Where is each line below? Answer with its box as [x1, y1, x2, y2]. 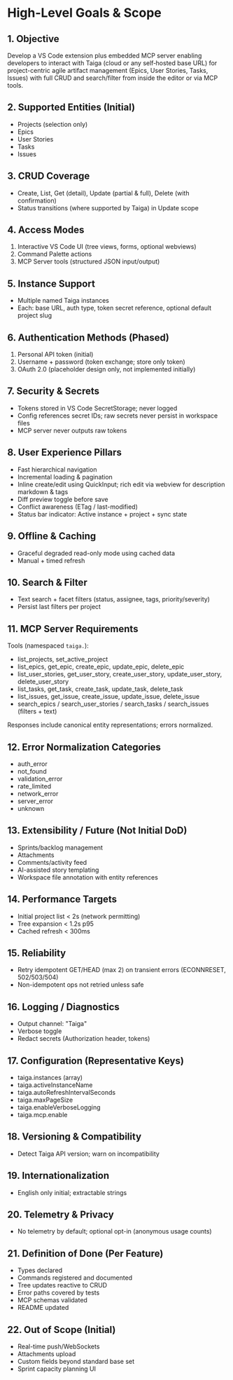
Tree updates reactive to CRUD [17, 1281, 107, 1290]
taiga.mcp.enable [17, 1111, 68, 1119]
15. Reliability [7, 947, 66, 959]
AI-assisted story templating [17, 866, 99, 874]
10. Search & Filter [7, 576, 87, 588]
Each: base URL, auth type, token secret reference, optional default [17, 303, 212, 313]
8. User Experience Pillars [7, 446, 122, 458]
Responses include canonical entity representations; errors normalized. [7, 720, 213, 730]
